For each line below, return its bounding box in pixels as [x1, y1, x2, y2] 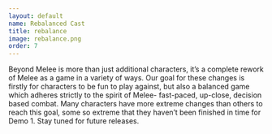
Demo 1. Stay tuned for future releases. [8, 116, 140, 126]
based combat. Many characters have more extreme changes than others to [8, 99, 263, 109]
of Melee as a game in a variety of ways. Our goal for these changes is [8, 73, 245, 83]
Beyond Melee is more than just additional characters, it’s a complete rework [8, 64, 264, 74]
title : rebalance [8, 27, 67, 35]
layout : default [8, 11, 63, 20]
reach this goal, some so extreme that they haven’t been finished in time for [8, 107, 261, 118]
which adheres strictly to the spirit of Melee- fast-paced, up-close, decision [8, 90, 262, 100]
